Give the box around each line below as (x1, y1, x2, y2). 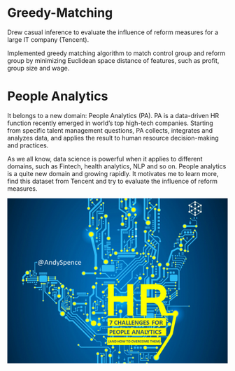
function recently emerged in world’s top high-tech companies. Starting (7, 119, 213, 127)
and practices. (7, 141, 49, 150)
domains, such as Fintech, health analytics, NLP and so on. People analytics (7, 162, 227, 170)
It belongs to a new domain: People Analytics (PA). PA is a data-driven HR (7, 111, 220, 119)
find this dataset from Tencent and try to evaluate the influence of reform (7, 177, 218, 185)
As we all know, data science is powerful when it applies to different (7, 154, 203, 163)
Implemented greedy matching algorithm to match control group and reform (7, 49, 226, 57)
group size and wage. (7, 64, 70, 72)
